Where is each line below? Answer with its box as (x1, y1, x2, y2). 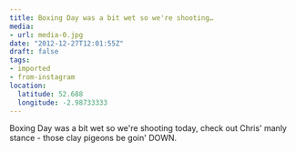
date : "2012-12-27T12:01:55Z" (9, 38, 125, 48)
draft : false (9, 47, 59, 56)
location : (9, 81, 47, 90)
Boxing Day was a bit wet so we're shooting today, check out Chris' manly (9, 123, 287, 134)
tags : (9, 56, 30, 65)
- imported (9, 65, 51, 74)
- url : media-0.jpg (9, 30, 84, 39)
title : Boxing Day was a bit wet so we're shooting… (9, 13, 214, 23)
